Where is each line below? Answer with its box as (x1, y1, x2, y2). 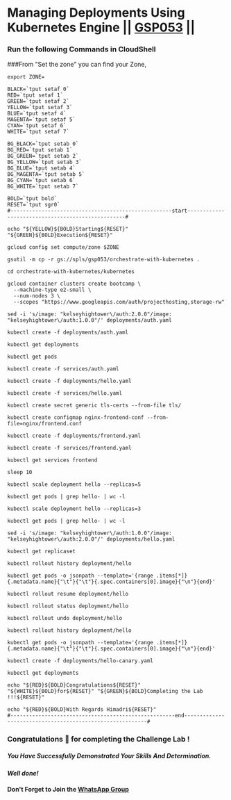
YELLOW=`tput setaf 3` (7, 104, 73, 111)
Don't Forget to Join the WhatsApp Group (7, 785, 130, 793)
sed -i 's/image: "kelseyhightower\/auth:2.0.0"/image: (7, 311, 172, 318)
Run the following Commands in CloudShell (7, 44, 156, 54)
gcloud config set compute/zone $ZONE (7, 244, 119, 251)
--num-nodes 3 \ (13, 293, 60, 300)
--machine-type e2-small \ (13, 286, 92, 293)
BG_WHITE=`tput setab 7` (7, 183, 79, 190)
